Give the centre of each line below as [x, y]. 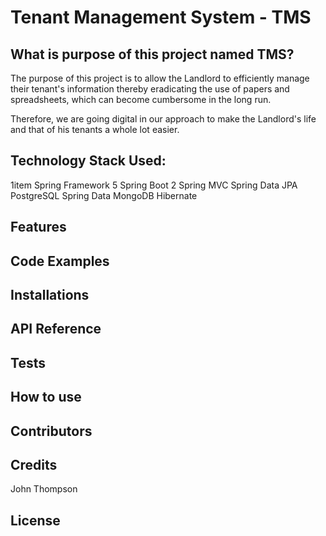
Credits [34, 464]
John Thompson [44, 489]
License [35, 520]
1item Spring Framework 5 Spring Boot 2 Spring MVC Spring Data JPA [154, 185]
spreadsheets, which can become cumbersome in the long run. [141, 99]
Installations [50, 294]
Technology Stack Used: [88, 161]
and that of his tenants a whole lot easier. [95, 129]
